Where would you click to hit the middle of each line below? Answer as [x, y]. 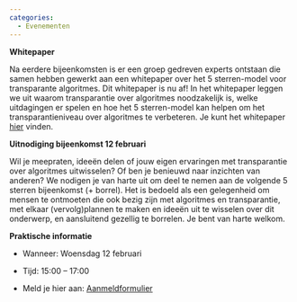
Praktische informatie [51, 235]
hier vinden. [31, 126]
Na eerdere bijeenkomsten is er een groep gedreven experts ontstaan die [145, 69]
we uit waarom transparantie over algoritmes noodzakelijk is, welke [134, 98]
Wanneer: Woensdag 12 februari [82, 253]
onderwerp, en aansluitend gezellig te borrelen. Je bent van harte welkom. [147, 218]
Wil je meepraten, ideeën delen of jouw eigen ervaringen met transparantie [148, 161]
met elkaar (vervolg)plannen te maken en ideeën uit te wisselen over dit [142, 209]
